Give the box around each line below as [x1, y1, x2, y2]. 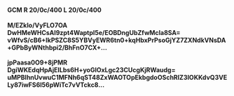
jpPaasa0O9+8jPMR [7, 58, 68, 67]
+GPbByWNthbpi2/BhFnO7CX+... [7, 43, 107, 52]
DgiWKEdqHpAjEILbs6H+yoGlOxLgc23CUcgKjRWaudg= [7, 66, 176, 74]
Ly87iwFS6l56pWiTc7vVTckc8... [7, 81, 105, 89]
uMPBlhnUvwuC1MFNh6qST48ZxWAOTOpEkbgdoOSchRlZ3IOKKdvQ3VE [7, 74, 228, 82]
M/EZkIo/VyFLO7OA [7, 21, 68, 29]
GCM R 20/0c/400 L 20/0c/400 [7, 6, 102, 14]
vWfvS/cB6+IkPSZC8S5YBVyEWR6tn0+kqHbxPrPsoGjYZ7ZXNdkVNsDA [7, 36, 226, 45]
